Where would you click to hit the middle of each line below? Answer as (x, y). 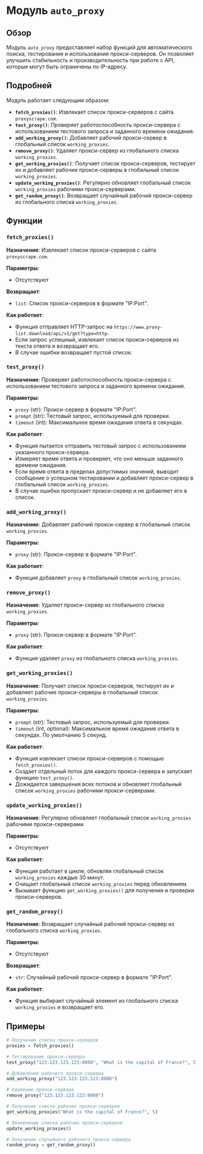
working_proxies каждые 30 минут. (60, 877)
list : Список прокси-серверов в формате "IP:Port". (82, 303)
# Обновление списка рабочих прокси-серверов (64, 1123)
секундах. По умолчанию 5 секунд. (61, 735)
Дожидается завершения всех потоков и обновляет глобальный (98, 784)
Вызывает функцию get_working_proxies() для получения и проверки (105, 890)
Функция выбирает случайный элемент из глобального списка (96, 1001)
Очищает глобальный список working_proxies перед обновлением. (101, 884)
